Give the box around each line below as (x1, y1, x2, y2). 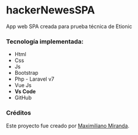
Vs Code (14, 88, 36, 95)
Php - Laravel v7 (14, 75, 54, 82)
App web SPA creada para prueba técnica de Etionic (6, 23, 133, 30)
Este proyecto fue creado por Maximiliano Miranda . (6, 122, 130, 129)
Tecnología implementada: (6, 37, 84, 46)
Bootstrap (14, 70, 39, 77)
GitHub (14, 94, 32, 101)
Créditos (6, 109, 31, 117)
